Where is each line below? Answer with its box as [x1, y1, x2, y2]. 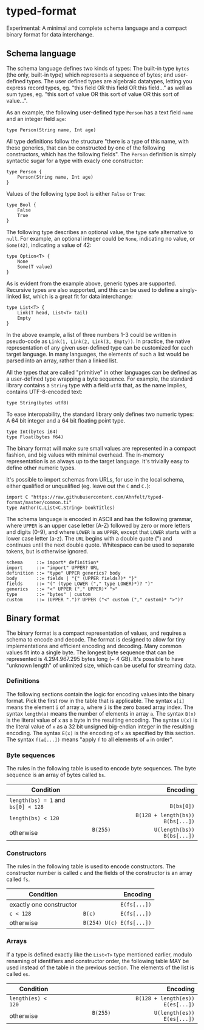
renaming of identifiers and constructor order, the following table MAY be [6, 957, 189, 964]
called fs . [6, 876, 30, 883]
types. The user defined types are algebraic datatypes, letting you [27, 77, 192, 85]
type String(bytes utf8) [6, 399, 69, 406]
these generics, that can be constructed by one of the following [6, 144, 166, 151]
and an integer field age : [6, 115, 67, 122]
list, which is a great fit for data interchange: [22, 292, 133, 300]
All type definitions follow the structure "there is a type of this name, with [6, 137, 189, 145]
